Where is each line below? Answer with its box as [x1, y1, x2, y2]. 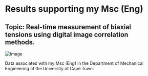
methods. [5, 38, 35, 46]
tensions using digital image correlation [5, 30, 128, 38]
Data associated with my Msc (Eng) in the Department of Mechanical [5, 60, 144, 66]
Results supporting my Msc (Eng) [5, 3, 144, 15]
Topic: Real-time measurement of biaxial [5, 23, 131, 31]
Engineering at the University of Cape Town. [5, 66, 94, 71]
